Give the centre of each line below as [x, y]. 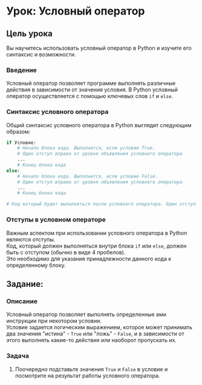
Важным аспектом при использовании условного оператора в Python [97, 233]
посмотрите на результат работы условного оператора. [87, 375]
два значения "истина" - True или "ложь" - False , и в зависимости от [95, 334]
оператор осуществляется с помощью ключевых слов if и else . [90, 96]
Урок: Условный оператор [76, 11]
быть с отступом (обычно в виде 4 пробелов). [66, 252]
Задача [18, 356]
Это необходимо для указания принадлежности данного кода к [89, 258]
